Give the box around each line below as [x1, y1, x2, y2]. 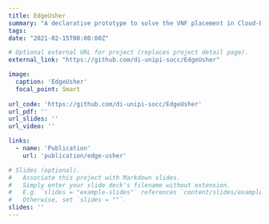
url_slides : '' [8, 115, 59, 123]
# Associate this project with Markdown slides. [8, 174, 181, 182]
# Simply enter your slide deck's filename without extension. [8, 181, 231, 189]
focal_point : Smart [15, 85, 81, 93]
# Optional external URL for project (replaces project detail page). [8, 49, 249, 57]
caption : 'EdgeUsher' [15, 78, 88, 86]
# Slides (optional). [8, 166, 81, 174]
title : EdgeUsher [8, 11, 66, 20]
